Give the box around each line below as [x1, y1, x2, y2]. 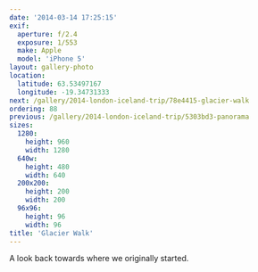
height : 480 [25, 162, 70, 171]
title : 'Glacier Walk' [9, 228, 94, 237]
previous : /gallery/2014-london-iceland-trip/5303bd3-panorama [9, 112, 250, 121]
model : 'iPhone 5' [17, 54, 87, 63]
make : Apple [17, 46, 62, 55]
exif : [9, 21, 29, 30]
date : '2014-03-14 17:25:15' [9, 12, 118, 22]
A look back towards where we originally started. [9, 253, 189, 264]
